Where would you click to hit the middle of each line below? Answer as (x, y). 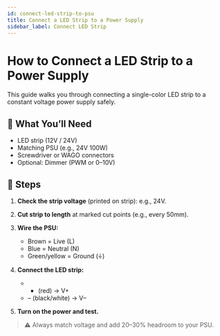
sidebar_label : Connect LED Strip (57, 26)
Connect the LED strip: (51, 269)
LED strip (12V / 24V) (47, 141)
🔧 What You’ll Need (49, 124)
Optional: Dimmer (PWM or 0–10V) (66, 163)
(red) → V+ (53, 290)
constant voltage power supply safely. (62, 102)
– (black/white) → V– (57, 298)
